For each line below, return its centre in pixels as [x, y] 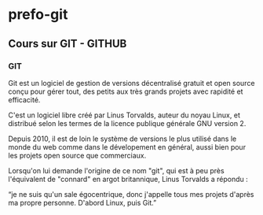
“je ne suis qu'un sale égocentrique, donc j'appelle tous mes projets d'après [131, 194]
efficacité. [24, 99]
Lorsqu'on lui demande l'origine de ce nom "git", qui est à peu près [117, 170]
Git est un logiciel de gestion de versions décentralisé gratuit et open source [131, 83]
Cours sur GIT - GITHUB [68, 44]
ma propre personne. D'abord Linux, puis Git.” [82, 202]
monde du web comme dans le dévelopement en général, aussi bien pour [127, 146]
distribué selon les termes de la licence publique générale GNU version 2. [127, 123]
